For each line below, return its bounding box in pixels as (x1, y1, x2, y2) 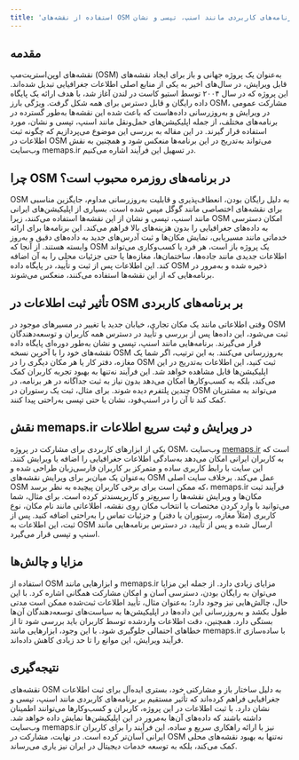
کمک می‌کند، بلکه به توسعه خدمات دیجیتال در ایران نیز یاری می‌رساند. (10, 740, 238, 751)
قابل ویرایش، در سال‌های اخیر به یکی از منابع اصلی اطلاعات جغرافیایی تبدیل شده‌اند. (10, 79, 287, 90)
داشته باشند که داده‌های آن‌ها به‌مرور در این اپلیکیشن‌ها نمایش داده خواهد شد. (10, 712, 262, 723)
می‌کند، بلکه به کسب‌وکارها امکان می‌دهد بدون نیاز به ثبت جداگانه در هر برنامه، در (10, 376, 276, 386)
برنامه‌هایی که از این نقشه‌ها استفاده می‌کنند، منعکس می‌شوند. (10, 270, 215, 281)
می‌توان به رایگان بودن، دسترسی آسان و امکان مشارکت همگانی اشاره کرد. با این (10, 587, 277, 598)
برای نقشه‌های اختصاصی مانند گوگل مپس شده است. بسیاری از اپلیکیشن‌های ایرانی (10, 203, 283, 214)
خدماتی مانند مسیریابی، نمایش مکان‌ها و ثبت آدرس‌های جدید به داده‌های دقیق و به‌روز (10, 232, 287, 242)
